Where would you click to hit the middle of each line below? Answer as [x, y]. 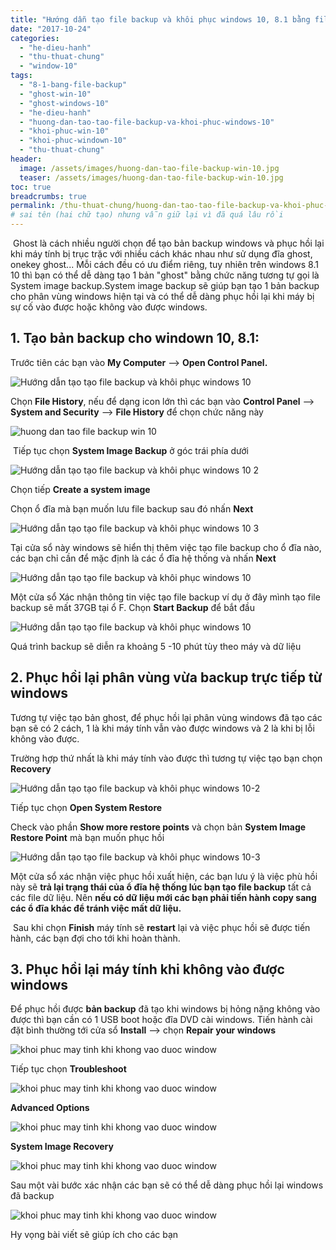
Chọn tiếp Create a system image [80, 489]
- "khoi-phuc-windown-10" [73, 141]
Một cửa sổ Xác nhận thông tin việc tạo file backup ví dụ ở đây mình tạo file [165, 597]
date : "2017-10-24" [51, 29]
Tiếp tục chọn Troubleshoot [68, 1069]
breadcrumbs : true [48, 196]
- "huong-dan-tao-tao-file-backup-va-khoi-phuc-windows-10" [147, 122]
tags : [21, 76]
